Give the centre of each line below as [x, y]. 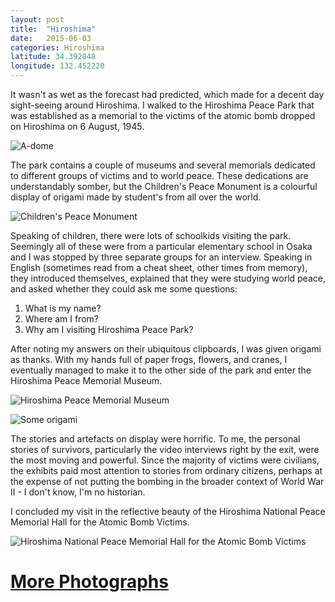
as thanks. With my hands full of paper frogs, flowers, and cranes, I [149, 359]
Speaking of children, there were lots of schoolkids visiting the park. [151, 235]
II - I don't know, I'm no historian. [78, 492]
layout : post [37, 19]
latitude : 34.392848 [53, 57]
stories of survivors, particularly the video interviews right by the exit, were [165, 449]
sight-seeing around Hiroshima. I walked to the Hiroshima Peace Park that [162, 105]
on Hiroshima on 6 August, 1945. [77, 126]
